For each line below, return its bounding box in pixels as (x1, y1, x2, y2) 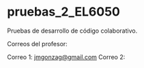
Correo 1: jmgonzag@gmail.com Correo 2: (7, 52, 126, 61)
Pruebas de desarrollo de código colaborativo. (7, 27, 138, 35)
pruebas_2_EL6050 (7, 4, 121, 20)
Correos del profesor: (7, 39, 68, 48)
